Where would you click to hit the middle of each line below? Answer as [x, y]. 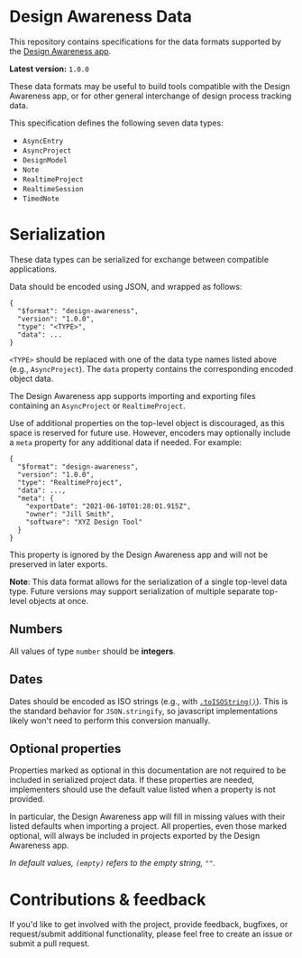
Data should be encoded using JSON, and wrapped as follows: [126, 286]
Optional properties [65, 748]
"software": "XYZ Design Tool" [84, 522]
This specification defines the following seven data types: [116, 123]
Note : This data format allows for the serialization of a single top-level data [148, 581]
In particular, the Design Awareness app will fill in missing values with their [147, 817]
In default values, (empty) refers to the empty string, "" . [113, 863]
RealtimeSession [53, 189]
